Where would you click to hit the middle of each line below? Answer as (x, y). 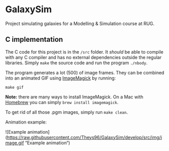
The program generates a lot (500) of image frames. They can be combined (85, 72)
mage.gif (15, 143)
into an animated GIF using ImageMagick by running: (61, 78)
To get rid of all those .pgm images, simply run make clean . (67, 112)
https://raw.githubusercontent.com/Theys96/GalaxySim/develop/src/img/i (84, 137)
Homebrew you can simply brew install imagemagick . (62, 102)
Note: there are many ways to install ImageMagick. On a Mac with (74, 97)
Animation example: (26, 122)
